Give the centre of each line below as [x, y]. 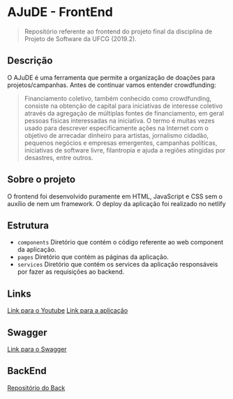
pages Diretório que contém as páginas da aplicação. [93, 257]
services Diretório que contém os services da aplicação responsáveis [118, 265]
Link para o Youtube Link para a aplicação [68, 311]
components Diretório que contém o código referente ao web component [120, 242]
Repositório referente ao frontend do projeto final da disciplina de [118, 31]
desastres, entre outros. [59, 157]
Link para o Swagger [37, 349]
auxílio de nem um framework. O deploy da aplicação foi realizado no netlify [116, 203]
